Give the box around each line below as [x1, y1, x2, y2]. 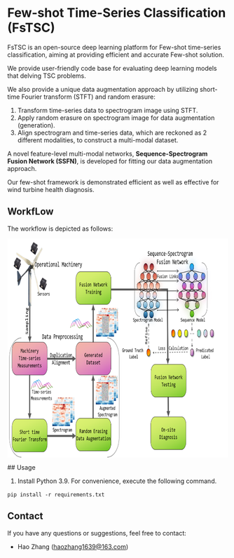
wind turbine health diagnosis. [7, 185, 95, 193]
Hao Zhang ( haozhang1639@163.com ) [17, 542, 129, 551]
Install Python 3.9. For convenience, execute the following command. [17, 477, 217, 485]
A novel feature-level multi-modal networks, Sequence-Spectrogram [7, 149, 208, 158]
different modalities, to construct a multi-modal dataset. [17, 135, 179, 144]
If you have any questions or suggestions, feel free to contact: [7, 529, 187, 537]
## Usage [7, 463, 36, 471]
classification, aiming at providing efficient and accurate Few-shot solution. [7, 50, 224, 59]
